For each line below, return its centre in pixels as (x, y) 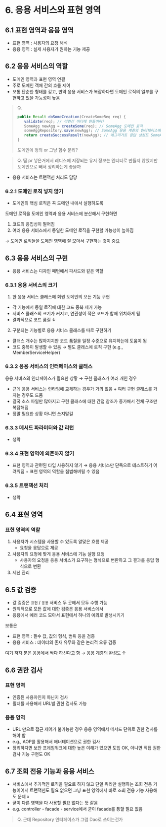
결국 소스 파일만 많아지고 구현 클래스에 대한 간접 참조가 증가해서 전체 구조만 (85, 401)
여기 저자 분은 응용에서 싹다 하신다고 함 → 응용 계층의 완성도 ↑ (65, 653)
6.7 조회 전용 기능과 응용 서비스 (50, 771)
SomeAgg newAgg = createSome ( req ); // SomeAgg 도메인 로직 (83, 126)
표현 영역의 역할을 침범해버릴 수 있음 (64, 472)
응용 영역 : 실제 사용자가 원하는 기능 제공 (51, 49)
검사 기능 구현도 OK (31, 754)
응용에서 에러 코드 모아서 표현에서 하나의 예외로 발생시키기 (68, 615)
